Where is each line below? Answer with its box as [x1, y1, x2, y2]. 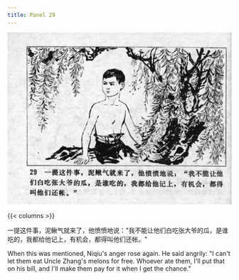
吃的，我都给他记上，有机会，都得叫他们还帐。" [7, 235, 148, 243]
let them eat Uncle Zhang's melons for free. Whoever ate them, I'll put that [7, 257, 225, 265]
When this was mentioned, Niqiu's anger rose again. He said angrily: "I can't [7, 249, 231, 257]
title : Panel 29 [7, 11, 55, 18]
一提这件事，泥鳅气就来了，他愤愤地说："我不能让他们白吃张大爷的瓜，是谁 [7, 226, 229, 235]
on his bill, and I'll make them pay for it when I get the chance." [7, 264, 191, 273]
